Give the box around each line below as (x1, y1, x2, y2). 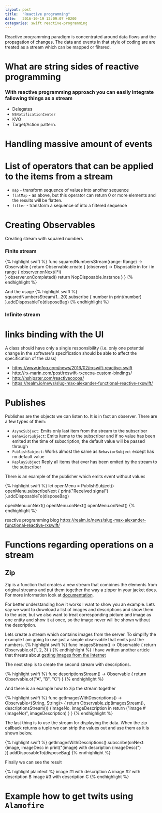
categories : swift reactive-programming (5, 20, 88, 26)
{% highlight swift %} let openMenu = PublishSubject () (5, 482, 114, 488)
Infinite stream (5, 311, 40, 318)
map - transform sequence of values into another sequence (12, 187, 129, 193)
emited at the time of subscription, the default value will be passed (12, 438, 145, 444)
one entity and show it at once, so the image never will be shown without (5, 617, 150, 623)
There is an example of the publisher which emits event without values (5, 473, 146, 479)
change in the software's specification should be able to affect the (5, 350, 137, 356)
